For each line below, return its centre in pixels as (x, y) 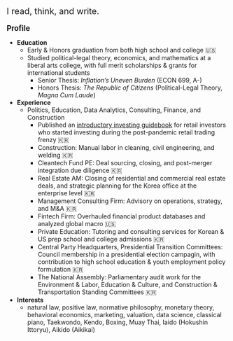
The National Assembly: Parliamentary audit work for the (119, 277)
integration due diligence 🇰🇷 (80, 170)
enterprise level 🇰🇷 (66, 193)
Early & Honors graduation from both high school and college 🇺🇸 (121, 50)
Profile (19, 28)
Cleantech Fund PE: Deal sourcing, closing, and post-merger (125, 163)
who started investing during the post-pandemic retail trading (126, 132)
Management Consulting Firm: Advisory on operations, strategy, (130, 201)
